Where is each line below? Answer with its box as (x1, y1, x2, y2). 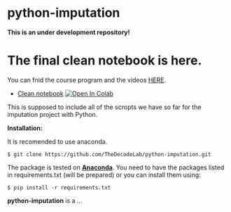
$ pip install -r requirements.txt (7, 184, 111, 191)
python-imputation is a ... (7, 196, 83, 204)
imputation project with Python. (7, 110, 98, 118)
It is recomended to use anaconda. (7, 137, 108, 146)
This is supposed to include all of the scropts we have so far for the (7, 103, 202, 111)
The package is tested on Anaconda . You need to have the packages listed (7, 163, 225, 171)
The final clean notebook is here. (7, 52, 202, 69)
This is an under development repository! (7, 28, 131, 36)
